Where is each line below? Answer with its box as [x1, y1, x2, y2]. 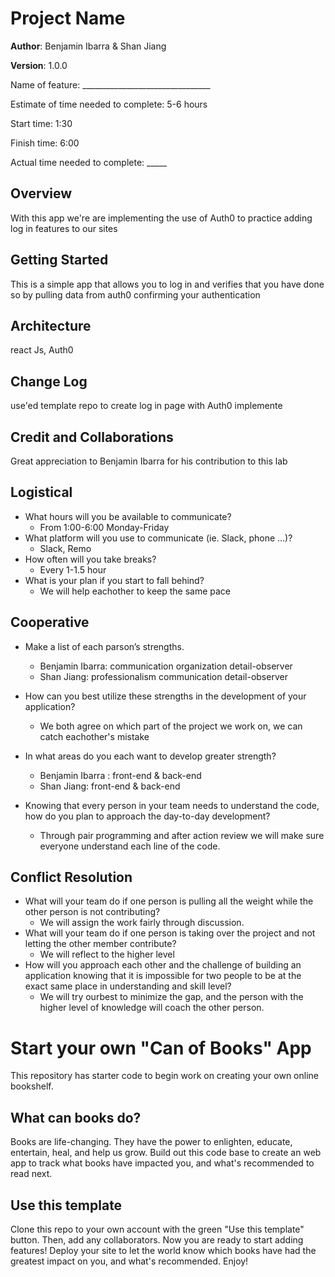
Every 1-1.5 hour [39, 563, 107, 576]
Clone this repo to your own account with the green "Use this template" [10, 1223, 305, 1235]
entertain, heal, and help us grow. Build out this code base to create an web [10, 1147, 322, 1159]
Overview [10, 185, 73, 202]
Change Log [10, 373, 88, 390]
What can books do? [10, 1109, 142, 1126]
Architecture [10, 317, 92, 334]
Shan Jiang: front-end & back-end [39, 780, 181, 792]
